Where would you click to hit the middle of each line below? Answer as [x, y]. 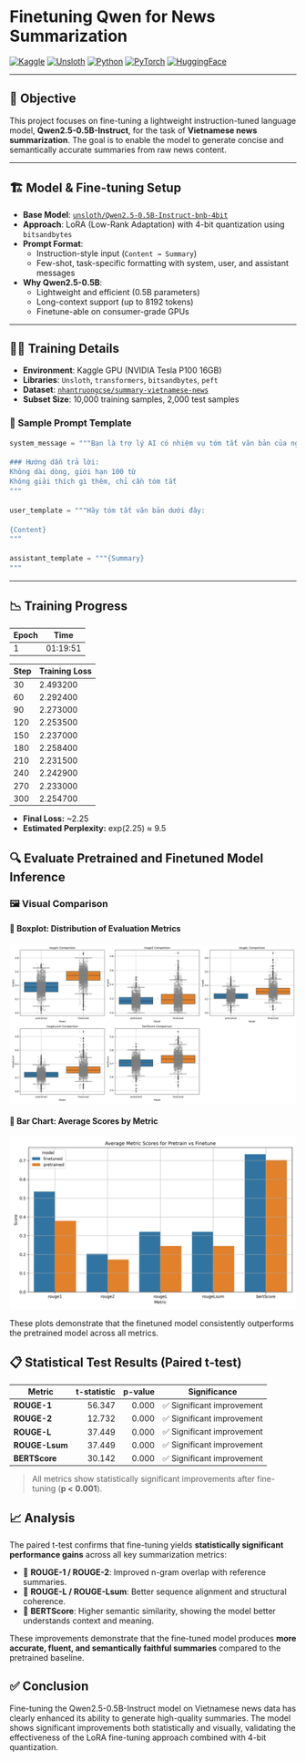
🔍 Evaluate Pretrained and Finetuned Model [137, 858]
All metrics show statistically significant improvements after [143, 1479]
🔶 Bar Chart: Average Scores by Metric [84, 1121]
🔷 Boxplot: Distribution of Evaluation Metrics [95, 929]
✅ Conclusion [49, 1687]
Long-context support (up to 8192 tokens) [115, 302]
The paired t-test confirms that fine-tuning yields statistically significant [147, 1545]
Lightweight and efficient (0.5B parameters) [118, 292]
